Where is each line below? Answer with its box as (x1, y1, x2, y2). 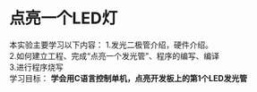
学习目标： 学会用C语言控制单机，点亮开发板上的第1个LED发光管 (9, 72, 248, 83)
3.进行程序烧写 (9, 62, 64, 72)
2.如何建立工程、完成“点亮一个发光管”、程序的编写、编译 (9, 50, 219, 61)
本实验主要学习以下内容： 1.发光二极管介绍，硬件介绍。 (9, 39, 213, 50)
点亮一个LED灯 (9, 8, 118, 29)
